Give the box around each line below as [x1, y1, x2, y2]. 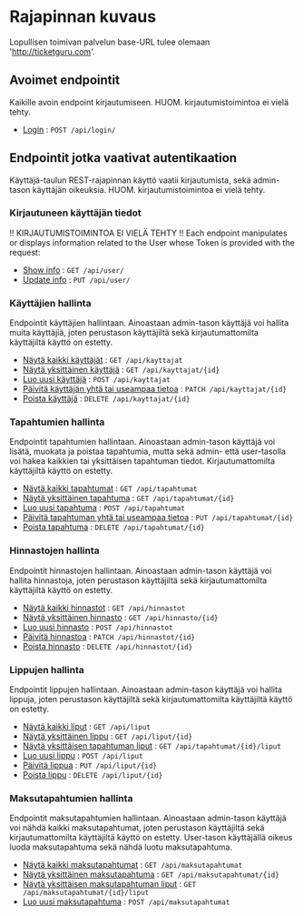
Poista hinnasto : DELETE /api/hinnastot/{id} [22, 640, 193, 651]
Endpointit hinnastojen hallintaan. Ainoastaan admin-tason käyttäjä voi [9, 565, 272, 576]
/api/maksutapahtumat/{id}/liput [22, 889, 150, 898]
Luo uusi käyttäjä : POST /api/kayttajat [22, 374, 171, 385]
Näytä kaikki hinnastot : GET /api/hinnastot [22, 602, 186, 613]
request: [9, 247, 41, 257]
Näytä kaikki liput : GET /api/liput [22, 721, 152, 732]
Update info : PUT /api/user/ [22, 274, 131, 285]
